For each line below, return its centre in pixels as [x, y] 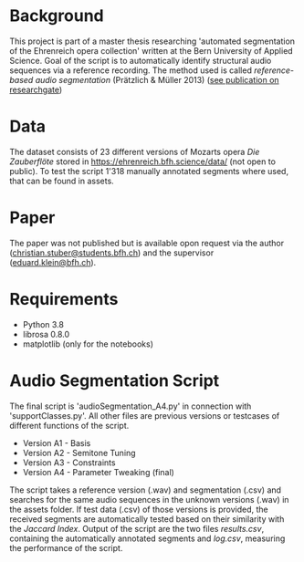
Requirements [64, 299]
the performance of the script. [66, 547]
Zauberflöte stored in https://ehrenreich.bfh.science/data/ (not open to [143, 161]
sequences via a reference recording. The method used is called [131, 70]
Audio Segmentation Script [115, 380]
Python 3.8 [43, 324]
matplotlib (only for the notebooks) [88, 344]
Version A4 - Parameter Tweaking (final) [99, 472]
